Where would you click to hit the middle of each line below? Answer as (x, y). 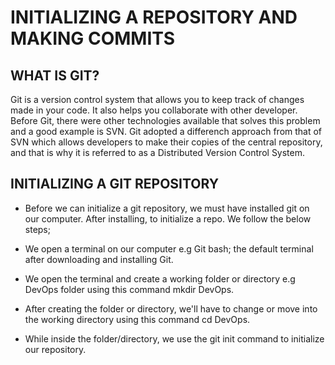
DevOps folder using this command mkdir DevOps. (129, 289)
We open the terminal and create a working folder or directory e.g (160, 278)
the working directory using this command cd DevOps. (137, 319)
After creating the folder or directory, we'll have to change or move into (171, 308)
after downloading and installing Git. (99, 259)
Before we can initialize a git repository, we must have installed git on (167, 208)
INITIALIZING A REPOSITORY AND (154, 17)
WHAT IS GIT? (55, 75)
